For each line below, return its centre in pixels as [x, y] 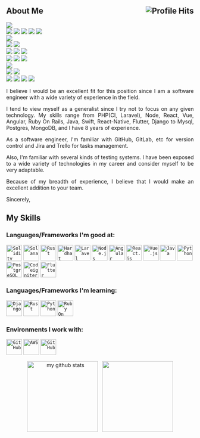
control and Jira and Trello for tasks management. [67, 145]
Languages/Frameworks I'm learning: [62, 291]
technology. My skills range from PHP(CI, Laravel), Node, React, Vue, [100, 115]
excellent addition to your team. [45, 188]
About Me [25, 11]
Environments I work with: [45, 330]
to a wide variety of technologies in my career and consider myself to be [100, 163]
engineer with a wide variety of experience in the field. [73, 97]
